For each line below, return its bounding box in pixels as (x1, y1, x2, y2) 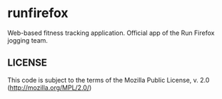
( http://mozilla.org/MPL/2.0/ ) (7, 83, 92, 92)
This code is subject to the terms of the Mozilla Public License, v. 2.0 (7, 75, 210, 84)
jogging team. (7, 36, 49, 44)
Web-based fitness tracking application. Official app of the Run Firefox (7, 28, 215, 37)
